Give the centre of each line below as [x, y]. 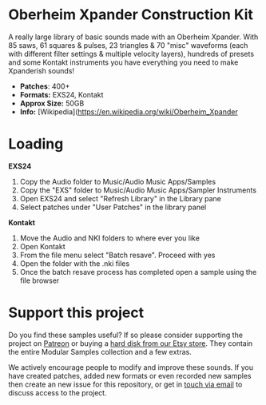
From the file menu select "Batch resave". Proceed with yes [117, 255]
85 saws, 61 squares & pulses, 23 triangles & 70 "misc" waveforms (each [128, 45]
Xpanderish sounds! [41, 70]
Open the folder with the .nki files [75, 263]
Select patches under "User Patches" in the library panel [113, 207]
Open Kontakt [42, 246]
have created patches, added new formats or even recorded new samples [130, 375]
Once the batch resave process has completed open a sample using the [138, 272]
